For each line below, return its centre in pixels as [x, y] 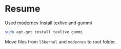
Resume [23, 9]
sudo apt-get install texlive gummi [44, 32]
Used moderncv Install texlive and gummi [48, 23]
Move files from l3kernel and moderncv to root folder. [60, 41]
